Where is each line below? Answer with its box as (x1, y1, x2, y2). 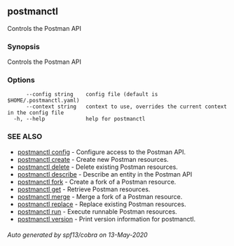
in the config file (7, 109, 64, 116)
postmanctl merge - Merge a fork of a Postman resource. (17, 192, 183, 200)
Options (7, 75, 35, 85)
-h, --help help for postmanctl (13, 116, 146, 123)
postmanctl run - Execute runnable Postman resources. (17, 207, 177, 216)
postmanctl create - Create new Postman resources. (17, 155, 170, 163)
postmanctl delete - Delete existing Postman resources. (17, 163, 179, 171)
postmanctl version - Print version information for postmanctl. (17, 214, 196, 223)
